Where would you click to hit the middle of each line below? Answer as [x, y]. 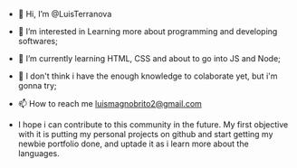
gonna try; [37, 85]
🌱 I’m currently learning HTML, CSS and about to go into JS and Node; [149, 58]
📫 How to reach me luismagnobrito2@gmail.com [110, 103]
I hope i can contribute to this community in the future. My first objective [153, 125]
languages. [39, 153]
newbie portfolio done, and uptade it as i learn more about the [133, 144]
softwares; [38, 41]
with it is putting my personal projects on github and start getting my [145, 134]
